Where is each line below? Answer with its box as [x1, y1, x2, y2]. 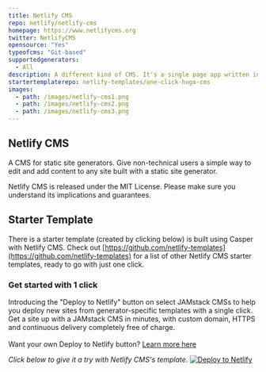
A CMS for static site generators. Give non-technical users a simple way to [8, 158, 252, 167]
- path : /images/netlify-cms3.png [15, 108, 129, 116]
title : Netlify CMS [8, 11, 73, 20]
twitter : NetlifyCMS [8, 33, 77, 42]
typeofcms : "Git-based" [8, 48, 87, 56]
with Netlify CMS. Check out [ [8, 243, 105, 252]
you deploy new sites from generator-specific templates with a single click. [8, 305, 253, 315]
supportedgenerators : [8, 56, 80, 64]
